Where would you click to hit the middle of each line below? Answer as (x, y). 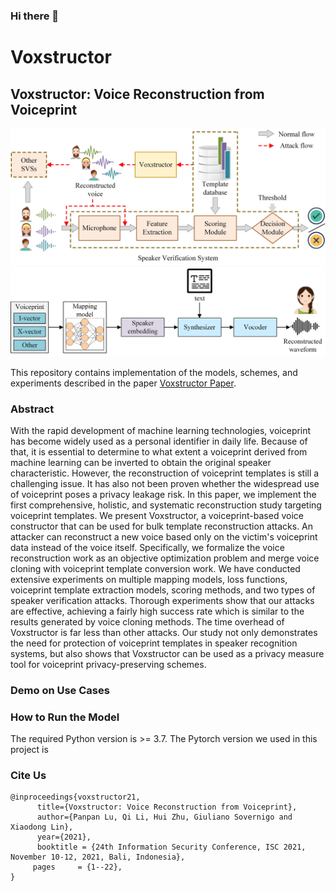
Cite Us (28, 776)
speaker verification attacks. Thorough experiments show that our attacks (162, 600)
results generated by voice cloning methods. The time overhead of (147, 621)
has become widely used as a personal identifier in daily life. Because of (159, 441)
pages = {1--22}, (77, 867)
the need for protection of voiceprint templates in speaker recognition (154, 643)
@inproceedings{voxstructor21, (75, 797)
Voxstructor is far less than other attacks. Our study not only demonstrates (164, 632)
